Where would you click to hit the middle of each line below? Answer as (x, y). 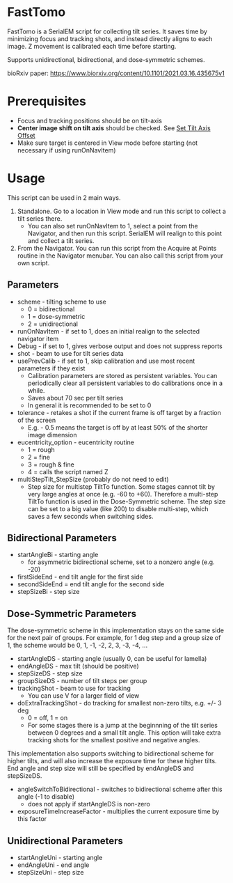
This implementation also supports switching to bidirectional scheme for (111, 753)
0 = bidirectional (51, 309)
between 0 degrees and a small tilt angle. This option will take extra (124, 733)
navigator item (38, 338)
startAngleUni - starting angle (60, 858)
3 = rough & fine (51, 464)
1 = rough (41, 449)
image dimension (52, 435)
